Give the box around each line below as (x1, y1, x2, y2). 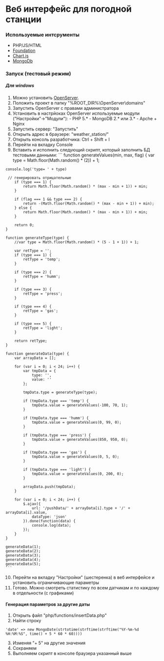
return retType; (14, 338, 48, 344)
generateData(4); (5, 558, 41, 562)
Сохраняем (12, 645, 37, 651)
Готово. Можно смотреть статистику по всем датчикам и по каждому (12, 585, 160, 591)
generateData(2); (5, 549, 41, 554)
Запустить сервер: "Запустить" (12, 126, 79, 132)
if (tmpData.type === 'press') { (23, 433, 91, 438)
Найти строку (12, 617, 41, 623)
